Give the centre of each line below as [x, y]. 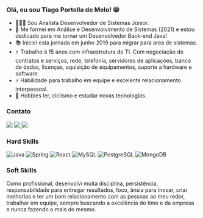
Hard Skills [23, 141]
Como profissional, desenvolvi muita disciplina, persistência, [82, 184]
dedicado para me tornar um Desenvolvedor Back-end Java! [91, 36]
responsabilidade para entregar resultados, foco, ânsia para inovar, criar [97, 190]
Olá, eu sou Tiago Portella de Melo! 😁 [63, 10]
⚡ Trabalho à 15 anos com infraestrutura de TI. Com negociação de [99, 52]
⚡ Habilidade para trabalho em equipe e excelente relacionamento [98, 80]
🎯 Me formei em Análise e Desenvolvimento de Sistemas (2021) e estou [105, 29]
